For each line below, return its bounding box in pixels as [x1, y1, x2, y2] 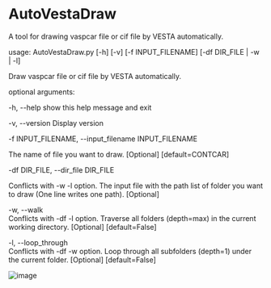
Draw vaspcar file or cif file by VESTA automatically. [8, 71, 182, 81]
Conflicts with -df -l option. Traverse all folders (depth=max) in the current [8, 213, 256, 223]
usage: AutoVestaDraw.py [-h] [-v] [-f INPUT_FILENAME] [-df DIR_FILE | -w [8, 47, 260, 56]
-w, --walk [8, 205, 44, 215]
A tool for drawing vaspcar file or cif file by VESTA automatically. [8, 31, 224, 41]
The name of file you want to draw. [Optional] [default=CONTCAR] [8, 149, 230, 159]
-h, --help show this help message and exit [8, 102, 152, 112]
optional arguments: [8, 86, 75, 97]
